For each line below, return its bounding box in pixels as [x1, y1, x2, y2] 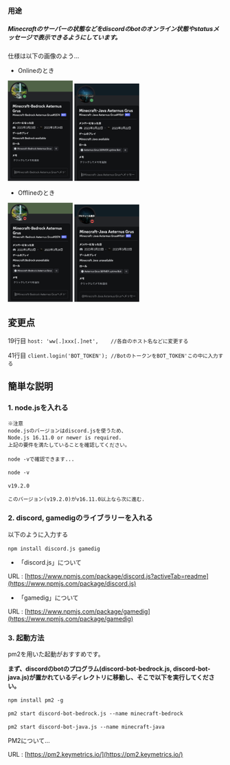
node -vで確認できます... [8, 456, 75, 463]
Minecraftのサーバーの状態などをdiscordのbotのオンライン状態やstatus [8, 24, 214, 32]
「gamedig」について [17, 594, 79, 602]
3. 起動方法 [8, 633, 45, 642]
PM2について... [8, 736, 50, 744]
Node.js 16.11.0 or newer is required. [8, 434, 122, 441]
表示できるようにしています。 [37, 33, 122, 41]
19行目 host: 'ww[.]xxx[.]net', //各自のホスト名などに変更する [8, 336, 189, 345]
